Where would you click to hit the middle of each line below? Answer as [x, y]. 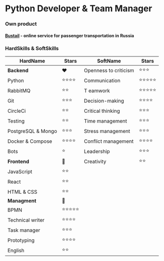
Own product [21, 24]
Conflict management [109, 141]
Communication [102, 80]
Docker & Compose [30, 141]
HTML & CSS [23, 192]
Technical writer [26, 220]
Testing [16, 121]
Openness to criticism [109, 70]
